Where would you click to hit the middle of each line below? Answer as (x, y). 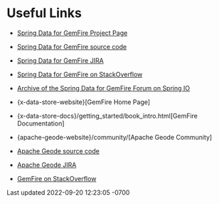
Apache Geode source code (58, 151)
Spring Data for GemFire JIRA (60, 60)
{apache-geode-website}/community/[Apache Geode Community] (114, 137)
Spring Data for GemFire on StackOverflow (80, 74)
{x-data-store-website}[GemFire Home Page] (84, 102)
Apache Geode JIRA (47, 165)
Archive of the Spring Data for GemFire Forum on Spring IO (103, 88)
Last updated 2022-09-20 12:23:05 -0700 (68, 192)
